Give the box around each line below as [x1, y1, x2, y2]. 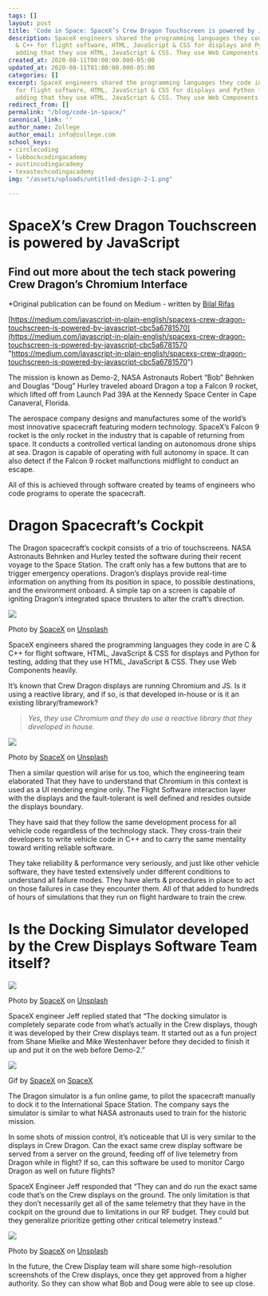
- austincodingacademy [8, 161, 84, 169]
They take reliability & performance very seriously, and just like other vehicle [8, 858, 259, 867]
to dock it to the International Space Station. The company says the [8, 1099, 230, 1109]
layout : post [8, 19, 52, 27]
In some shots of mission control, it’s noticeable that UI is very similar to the [8, 1132, 257, 1142]
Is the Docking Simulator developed [8, 920, 250, 938]
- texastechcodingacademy [8, 168, 94, 176]
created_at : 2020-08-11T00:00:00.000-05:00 [8, 57, 156, 65]
